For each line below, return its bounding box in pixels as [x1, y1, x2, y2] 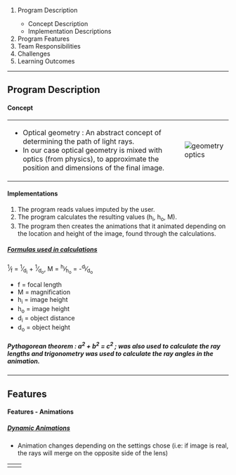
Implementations [7, 189, 58, 198]
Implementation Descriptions [27, 27, 112, 35]
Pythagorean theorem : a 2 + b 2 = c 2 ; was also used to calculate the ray [7, 341, 221, 350]
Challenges [17, 49, 51, 58]
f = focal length [17, 281, 62, 289]
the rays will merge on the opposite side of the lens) [17, 449, 169, 457]
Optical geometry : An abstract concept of [22, 127, 162, 137]
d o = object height [17, 323, 70, 333]
